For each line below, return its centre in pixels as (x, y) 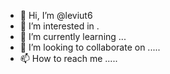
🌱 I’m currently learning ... (73, 36)
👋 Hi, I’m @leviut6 (56, 15)
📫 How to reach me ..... (68, 58)
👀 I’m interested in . (59, 26)
